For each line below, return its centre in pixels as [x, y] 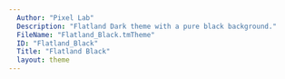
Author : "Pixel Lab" [55, 18]
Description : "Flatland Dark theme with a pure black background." [147, 26]
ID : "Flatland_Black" [58, 43]
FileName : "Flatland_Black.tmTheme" [86, 35]
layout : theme [43, 60]
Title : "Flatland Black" [64, 52]
